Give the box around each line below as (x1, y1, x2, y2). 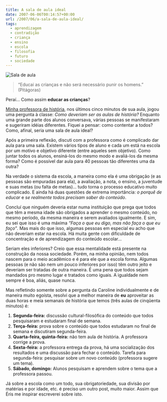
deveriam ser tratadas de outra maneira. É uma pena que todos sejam (5, 267, 149, 273)
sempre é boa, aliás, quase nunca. (5, 277, 76, 283)
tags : (5, 21, 17, 26)
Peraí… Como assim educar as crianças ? (5, 97, 90, 103)
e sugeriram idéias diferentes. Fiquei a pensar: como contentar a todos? (5, 122, 153, 128)
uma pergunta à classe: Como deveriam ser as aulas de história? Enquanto (5, 112, 160, 118)
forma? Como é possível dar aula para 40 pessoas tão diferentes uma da (5, 158, 155, 165)
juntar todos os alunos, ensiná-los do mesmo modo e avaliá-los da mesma (5, 153, 158, 159)
